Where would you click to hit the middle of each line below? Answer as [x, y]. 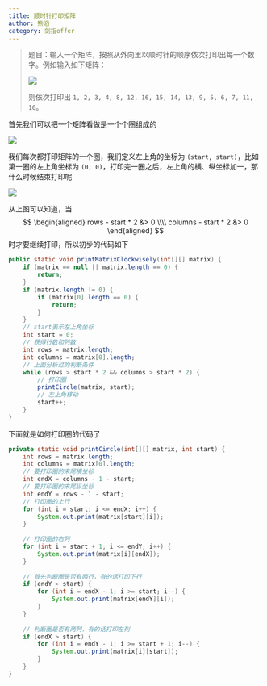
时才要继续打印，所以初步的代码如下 [69, 245]
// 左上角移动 [58, 395]
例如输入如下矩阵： [74, 65]
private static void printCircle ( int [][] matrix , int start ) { [117, 449]
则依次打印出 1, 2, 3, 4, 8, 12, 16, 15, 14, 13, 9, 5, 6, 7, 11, [141, 97]
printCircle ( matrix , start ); [86, 387]
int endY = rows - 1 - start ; [74, 494]
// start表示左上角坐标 [58, 328]
